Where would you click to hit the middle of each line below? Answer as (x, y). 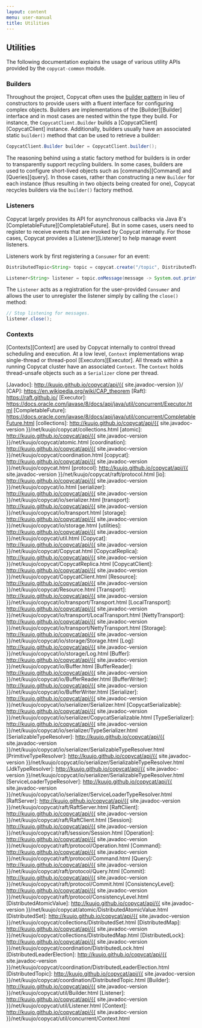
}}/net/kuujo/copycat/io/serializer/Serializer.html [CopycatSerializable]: (94, 705)
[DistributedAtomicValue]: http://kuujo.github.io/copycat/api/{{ (83, 903)
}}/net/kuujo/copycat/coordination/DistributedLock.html (75, 948)
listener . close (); (29, 319)
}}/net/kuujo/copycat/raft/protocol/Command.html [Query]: (79, 859)
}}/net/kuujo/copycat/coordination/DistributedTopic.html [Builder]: (88, 980)
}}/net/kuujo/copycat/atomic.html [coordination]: (66, 442)
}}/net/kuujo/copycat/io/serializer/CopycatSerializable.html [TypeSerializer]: (100, 718)
